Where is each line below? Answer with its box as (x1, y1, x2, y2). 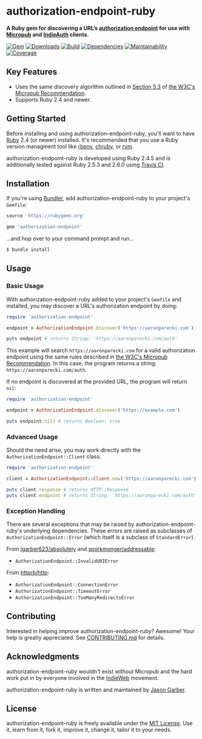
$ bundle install (6, 247, 50, 253)
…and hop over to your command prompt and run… (6, 235, 135, 242)
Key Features (6, 67, 58, 77)
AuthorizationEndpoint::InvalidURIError (15, 558, 119, 564)
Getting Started (6, 114, 66, 124)
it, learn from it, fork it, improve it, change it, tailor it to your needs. (6, 726, 172, 734)
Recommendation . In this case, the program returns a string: (6, 360, 157, 367)
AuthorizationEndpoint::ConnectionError (15, 582, 119, 588)
